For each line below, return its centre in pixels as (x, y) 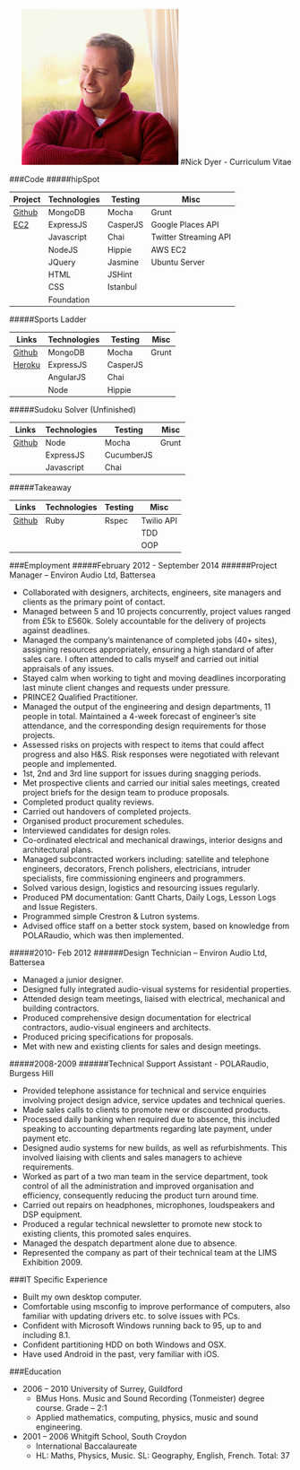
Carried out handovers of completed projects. (107, 811)
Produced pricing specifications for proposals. (108, 1037)
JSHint (120, 274)
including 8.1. (46, 1335)
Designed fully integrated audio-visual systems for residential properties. (157, 989)
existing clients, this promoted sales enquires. (107, 1233)
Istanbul (122, 287)
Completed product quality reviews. (88, 802)
